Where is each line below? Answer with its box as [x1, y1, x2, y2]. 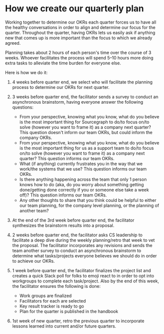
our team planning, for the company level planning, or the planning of [19, 202, 159, 208]
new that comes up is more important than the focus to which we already [5, 35, 153, 41]
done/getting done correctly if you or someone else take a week [19, 187, 149, 193]
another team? [19, 207, 49, 214]
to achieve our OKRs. [12, 258, 55, 264]
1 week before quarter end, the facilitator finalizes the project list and [12, 267, 151, 273]
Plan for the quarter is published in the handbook [19, 308, 118, 314]
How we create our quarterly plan [5, 3, 144, 14]
